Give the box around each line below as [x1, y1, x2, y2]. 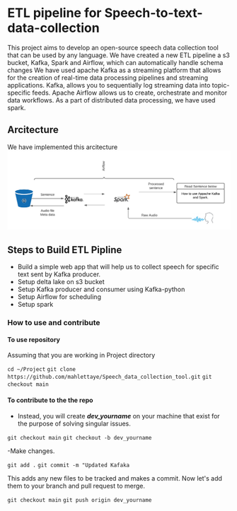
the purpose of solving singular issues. [17, 419, 131, 428]
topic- [212, 81, 230, 89]
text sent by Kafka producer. [17, 270, 101, 278]
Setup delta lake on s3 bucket [17, 278, 105, 286]
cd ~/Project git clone [7, 366, 76, 373]
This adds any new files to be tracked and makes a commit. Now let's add [7, 474, 223, 482]
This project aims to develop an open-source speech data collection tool [7, 43, 219, 52]
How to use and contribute [7, 318, 100, 328]
